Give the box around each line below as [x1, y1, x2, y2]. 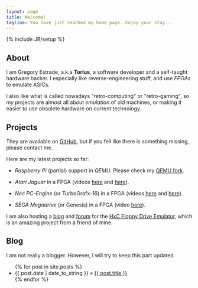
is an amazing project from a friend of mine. [6, 219, 113, 226]
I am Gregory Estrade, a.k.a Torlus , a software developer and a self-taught [6, 68, 188, 76]
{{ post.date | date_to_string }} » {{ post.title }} [14, 269, 128, 276]
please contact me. [6, 144, 53, 151]
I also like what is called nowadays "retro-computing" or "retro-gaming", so [6, 93, 190, 100]
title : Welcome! [6, 14, 46, 20]
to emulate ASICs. [6, 81, 50, 89]
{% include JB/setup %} [6, 36, 65, 43]
